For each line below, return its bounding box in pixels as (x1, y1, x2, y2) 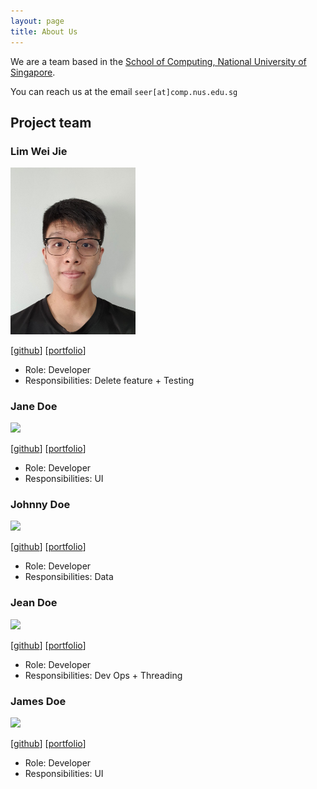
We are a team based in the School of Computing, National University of (10, 55, 307, 67)
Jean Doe (10, 596, 58, 610)
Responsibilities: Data (24, 571, 114, 583)
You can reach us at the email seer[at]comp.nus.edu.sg (10, 85, 238, 97)
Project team (10, 114, 92, 131)
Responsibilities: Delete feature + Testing (24, 374, 195, 386)
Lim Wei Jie (10, 144, 68, 158)
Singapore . (10, 66, 56, 78)
